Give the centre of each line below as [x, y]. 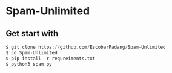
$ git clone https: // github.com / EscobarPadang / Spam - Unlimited [86, 47]
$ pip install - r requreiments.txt [51, 59]
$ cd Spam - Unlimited [32, 52]
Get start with [32, 33]
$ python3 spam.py [29, 64]
